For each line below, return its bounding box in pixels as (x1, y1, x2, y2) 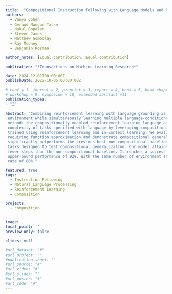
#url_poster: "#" (5, 276, 42, 281)
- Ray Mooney (10, 41, 38, 46)
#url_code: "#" (5, 281, 38, 286)
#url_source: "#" (5, 262, 42, 267)
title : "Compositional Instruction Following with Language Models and (5, 7, 164, 13)
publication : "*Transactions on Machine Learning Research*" (5, 64, 139, 69)
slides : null (5, 238, 33, 243)
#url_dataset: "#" (5, 247, 45, 253)
